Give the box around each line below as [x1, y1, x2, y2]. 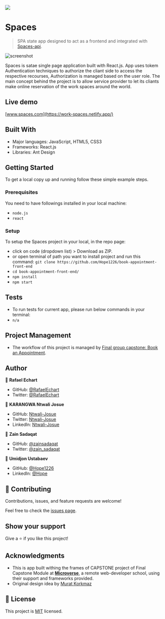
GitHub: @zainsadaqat [12, 441, 58, 447]
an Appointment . [12, 350, 46, 356]
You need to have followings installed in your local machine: [5, 200, 127, 206]
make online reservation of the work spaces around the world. [5, 83, 132, 89]
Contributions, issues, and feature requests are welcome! [5, 498, 122, 504]
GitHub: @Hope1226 [12, 465, 54, 471]
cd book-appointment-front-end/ [12, 269, 79, 274]
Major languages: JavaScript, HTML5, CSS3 [12, 139, 102, 145]
